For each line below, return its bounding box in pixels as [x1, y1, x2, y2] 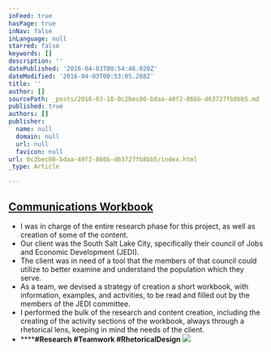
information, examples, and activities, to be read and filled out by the [19, 290, 250, 300]
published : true [8, 102, 63, 110]
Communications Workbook [8, 200, 154, 213]
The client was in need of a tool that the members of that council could [19, 255, 257, 265]
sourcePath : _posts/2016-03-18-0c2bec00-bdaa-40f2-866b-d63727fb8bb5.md [8, 95, 260, 103]
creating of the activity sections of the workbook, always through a [19, 316, 245, 325]
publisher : [8, 118, 45, 126]
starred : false [8, 42, 60, 50]
